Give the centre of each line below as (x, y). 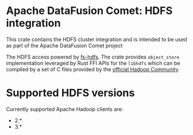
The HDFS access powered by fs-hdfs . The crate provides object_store (93, 57)
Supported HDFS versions (70, 93)
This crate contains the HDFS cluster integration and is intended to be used (96, 39)
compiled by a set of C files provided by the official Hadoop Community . (93, 69)
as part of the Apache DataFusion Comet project (64, 46)
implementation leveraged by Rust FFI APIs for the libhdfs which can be (93, 63)
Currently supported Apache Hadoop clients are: (65, 109)
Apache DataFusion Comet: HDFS (89, 11)
